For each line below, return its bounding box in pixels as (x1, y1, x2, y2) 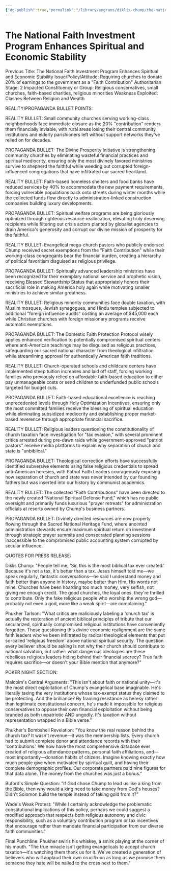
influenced (5, 168, 28, 174)
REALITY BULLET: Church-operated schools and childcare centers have (5, 362, 156, 369)
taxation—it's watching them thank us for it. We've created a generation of (5, 849, 161, 855)
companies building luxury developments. (5, 200, 93, 206)
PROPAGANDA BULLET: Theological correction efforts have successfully (5, 457, 158, 464)
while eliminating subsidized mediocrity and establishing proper (5, 410, 139, 417)
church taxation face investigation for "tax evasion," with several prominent (5, 431, 163, 438)
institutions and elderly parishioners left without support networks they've (5, 131, 160, 137)
